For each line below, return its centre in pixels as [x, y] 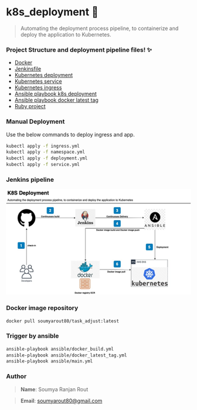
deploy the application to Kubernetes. [66, 34]
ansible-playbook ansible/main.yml [50, 361]
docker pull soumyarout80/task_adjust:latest [62, 321]
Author [16, 376]
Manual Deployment [35, 122]
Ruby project [30, 106]
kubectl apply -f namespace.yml [45, 152]
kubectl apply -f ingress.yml [43, 146]
